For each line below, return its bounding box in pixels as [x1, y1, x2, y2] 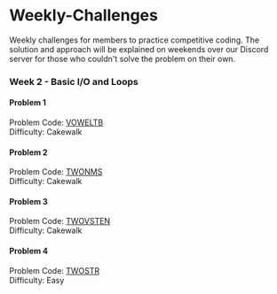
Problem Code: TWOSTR [9, 265, 100, 275]
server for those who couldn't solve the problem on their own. [9, 53, 236, 64]
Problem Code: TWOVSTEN [9, 216, 111, 227]
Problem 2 [9, 147, 48, 158]
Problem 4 [9, 245, 49, 257]
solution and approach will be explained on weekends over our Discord [9, 43, 269, 54]
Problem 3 [9, 196, 49, 206]
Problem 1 [9, 97, 47, 108]
